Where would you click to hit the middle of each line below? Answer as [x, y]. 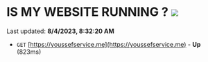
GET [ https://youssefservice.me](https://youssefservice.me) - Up [109, 44]
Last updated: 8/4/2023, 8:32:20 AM [61, 31]
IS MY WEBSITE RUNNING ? [88, 12]
